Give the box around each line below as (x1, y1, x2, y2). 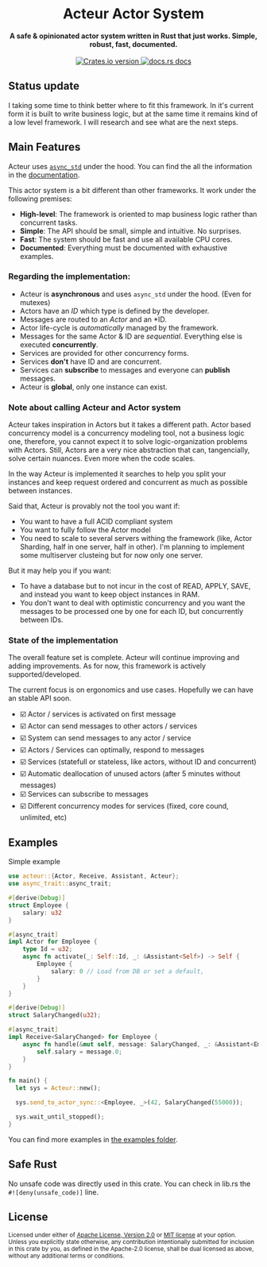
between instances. (8, 486, 73, 496)
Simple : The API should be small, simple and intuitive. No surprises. (19, 226, 242, 235)
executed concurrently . (19, 339, 99, 350)
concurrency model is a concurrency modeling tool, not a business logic (8, 428, 245, 438)
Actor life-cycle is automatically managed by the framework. (19, 323, 219, 332)
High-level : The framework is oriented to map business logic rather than (19, 209, 257, 218)
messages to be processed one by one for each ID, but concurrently (19, 607, 244, 616)
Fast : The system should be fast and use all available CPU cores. (19, 234, 233, 244)
